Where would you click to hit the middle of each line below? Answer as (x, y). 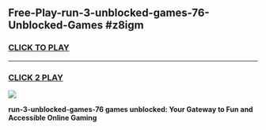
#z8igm (125, 26)
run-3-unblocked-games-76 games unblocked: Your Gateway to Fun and (131, 109)
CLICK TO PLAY (39, 48)
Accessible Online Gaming (53, 117)
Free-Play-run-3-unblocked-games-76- (109, 13)
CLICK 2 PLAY (36, 77)
